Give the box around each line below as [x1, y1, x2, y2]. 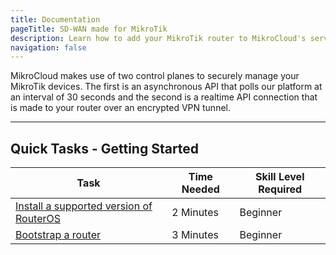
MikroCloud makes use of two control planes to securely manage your [10, 70, 300, 82]
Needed [181, 182, 220, 196]
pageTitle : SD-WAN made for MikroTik [10, 24, 168, 34]
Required [258, 182, 303, 196]
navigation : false [10, 42, 87, 53]
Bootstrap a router [15, 228, 102, 242]
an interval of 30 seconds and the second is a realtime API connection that [10, 91, 318, 103]
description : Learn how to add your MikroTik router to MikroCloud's [10, 33, 307, 43]
